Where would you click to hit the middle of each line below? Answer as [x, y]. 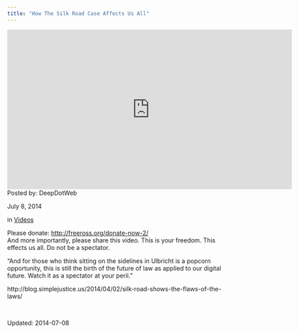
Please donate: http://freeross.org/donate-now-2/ [78, 233]
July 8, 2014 [24, 206]
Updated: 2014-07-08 [38, 323]
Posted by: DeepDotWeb [42, 193]
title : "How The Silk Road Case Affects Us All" [78, 13]
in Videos [21, 219]
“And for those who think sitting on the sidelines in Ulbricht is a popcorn [109, 261]
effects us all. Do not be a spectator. [59, 247]
